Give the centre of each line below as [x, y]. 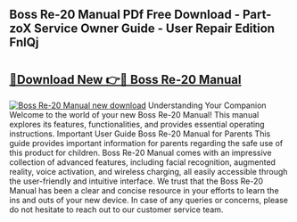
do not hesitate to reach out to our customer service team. [116, 210]
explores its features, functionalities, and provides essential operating [137, 124]
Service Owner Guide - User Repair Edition [154, 29]
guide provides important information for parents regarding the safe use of [146, 143]
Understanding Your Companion [207, 105]
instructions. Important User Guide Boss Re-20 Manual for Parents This [140, 134]
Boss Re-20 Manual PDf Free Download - [125, 15]
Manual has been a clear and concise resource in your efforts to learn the [144, 190]
